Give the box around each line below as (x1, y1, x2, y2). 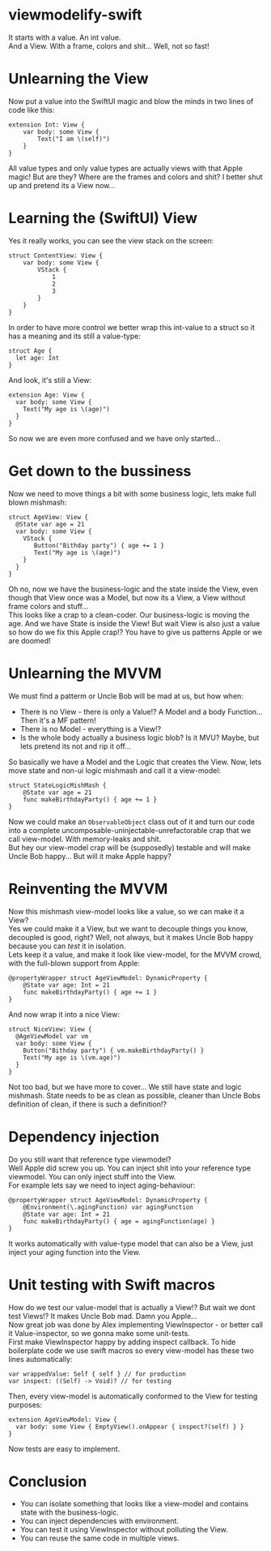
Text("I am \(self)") (37, 135, 111, 143)
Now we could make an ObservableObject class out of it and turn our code (8, 817, 255, 827)
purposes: (8, 1399, 43, 1409)
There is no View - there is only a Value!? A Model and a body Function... (19, 707, 263, 716)
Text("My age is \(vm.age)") (23, 1053, 121, 1062)
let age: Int (15, 354, 60, 362)
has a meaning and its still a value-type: (8, 331, 142, 341)
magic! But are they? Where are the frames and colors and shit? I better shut (8, 172, 263, 182)
